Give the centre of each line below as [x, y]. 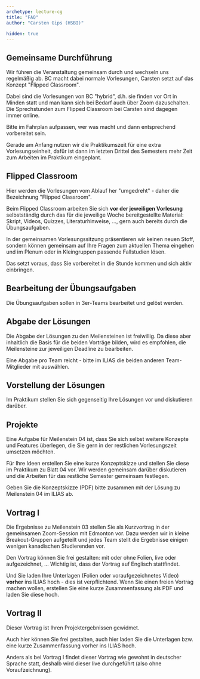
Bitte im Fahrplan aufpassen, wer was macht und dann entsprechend [91, 127]
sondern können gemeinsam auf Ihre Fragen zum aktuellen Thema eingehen [100, 245]
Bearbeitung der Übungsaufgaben [71, 288]
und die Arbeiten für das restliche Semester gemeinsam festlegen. [88, 476]
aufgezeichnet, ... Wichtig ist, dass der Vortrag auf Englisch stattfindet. [93, 564]
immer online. [23, 115]
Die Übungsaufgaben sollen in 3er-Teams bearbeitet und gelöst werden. [95, 303]
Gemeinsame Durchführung [59, 58]
